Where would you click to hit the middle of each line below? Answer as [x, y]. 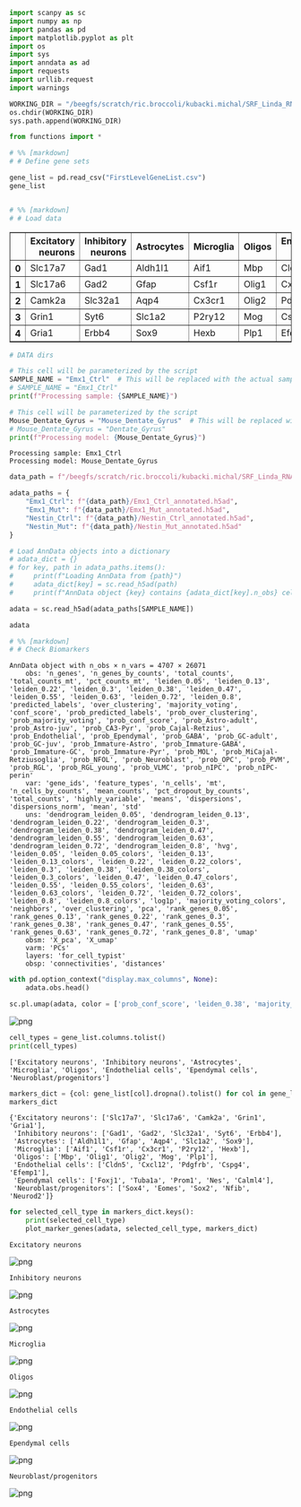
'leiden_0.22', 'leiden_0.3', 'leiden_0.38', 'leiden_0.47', [126, 689]
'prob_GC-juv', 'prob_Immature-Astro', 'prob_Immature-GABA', [128, 744]
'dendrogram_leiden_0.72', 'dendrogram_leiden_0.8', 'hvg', [124, 846]
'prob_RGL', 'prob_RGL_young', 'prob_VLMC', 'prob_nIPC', [120, 768]
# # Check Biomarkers [50, 650]
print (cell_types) [43, 1046]
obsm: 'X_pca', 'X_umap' [72, 940]
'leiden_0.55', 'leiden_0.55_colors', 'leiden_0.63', [112, 886]
